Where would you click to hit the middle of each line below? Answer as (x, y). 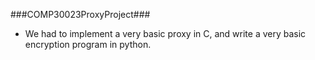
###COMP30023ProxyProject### (80, 14)
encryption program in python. (88, 44)
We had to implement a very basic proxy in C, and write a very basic (165, 33)
